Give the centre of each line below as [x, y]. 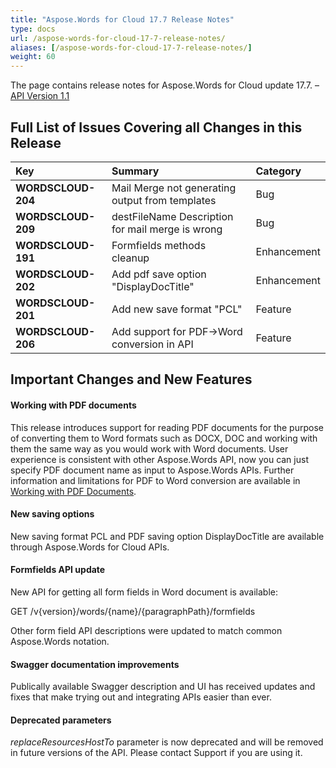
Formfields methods [159, 245]
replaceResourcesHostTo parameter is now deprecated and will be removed [167, 742]
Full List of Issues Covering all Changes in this [156, 127]
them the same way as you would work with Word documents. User [149, 448]
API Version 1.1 [40, 96]
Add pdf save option [159, 274]
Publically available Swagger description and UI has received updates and [163, 687]
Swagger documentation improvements [95, 664]
